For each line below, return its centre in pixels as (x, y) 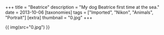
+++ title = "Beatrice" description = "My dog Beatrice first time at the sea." (82, 7)
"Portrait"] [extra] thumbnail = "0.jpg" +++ (49, 17)
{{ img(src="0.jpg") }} (28, 27)
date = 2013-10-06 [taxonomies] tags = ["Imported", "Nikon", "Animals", (79, 12)
